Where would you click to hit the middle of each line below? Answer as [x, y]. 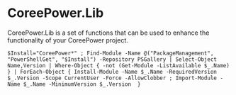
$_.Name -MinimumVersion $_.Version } [82, 84]
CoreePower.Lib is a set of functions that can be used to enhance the [108, 33]
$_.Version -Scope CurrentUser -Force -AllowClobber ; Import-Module [112, 78]
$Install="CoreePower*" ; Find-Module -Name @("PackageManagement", [111, 53]
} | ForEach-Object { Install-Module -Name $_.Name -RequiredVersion [112, 72]
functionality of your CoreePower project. [68, 40]
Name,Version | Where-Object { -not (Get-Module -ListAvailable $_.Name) [119, 65]
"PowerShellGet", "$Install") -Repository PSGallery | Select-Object [112, 59]
